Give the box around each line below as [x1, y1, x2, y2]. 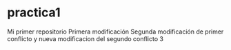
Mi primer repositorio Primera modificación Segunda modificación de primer [7, 27, 224, 36]
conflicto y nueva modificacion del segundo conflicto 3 [7, 34, 164, 42]
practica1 [7, 5, 61, 21]
